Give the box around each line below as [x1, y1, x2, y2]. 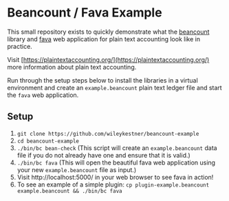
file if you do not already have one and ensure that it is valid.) [17, 151, 190, 159]
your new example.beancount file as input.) [17, 165, 136, 173]
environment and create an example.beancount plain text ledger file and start [7, 83, 222, 92]
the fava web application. [7, 91, 79, 99]
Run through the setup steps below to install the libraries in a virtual [7, 76, 198, 84]
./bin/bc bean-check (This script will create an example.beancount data [17, 143, 218, 152]
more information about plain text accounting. [7, 63, 137, 71]
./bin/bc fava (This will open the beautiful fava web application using [17, 158, 215, 167]
